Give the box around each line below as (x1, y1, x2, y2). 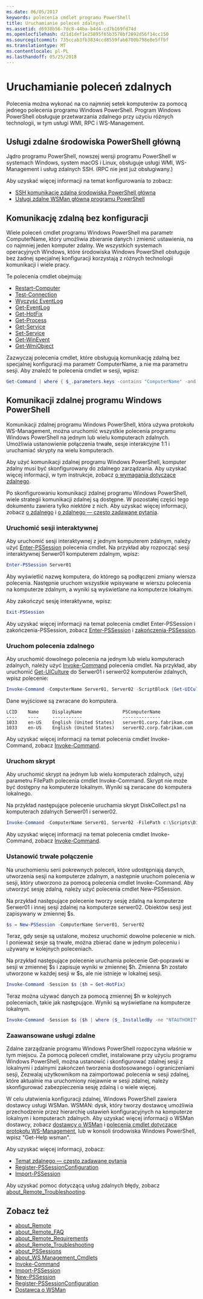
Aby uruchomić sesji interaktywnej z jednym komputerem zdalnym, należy (6, 538, 191, 545)
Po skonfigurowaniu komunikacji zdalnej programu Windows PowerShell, (6, 489, 187, 496)
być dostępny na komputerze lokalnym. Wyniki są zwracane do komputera (6, 784, 192, 791)
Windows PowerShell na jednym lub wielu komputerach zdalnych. (6, 434, 170, 441)
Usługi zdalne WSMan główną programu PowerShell (14, 195, 145, 203)
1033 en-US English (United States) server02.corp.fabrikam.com (6, 725, 193, 731)
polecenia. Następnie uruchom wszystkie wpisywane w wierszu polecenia (6, 579, 192, 587)
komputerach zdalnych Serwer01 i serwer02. (6, 808, 118, 815)
